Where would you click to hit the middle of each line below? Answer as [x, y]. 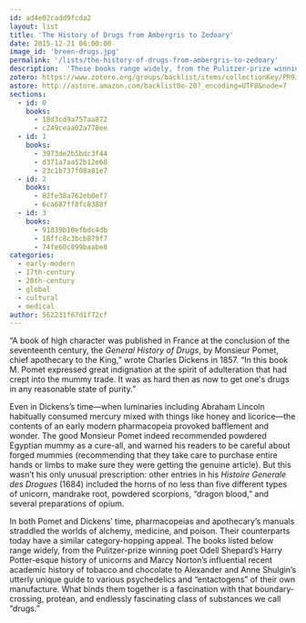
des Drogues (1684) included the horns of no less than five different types [148, 484]
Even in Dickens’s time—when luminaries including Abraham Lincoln [138, 407]
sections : [28, 94]
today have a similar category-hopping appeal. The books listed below [142, 541]
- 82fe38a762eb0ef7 [70, 196]
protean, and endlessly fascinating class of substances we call [163, 599]
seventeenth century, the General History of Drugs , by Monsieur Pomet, [144, 350]
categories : [32, 255]
